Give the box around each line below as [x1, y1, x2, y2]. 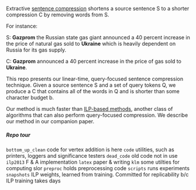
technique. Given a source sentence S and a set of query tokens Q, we [6, 82, 176, 89]
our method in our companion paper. [6, 118, 95, 125]
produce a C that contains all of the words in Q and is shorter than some [6, 88, 180, 94]
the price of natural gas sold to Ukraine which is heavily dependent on [6, 40, 176, 47]
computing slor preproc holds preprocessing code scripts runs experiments [6, 164, 190, 172]
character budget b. [6, 94, 54, 101]
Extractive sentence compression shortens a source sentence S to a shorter [6, 5, 190, 12]
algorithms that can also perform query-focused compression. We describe [6, 111, 188, 118]
